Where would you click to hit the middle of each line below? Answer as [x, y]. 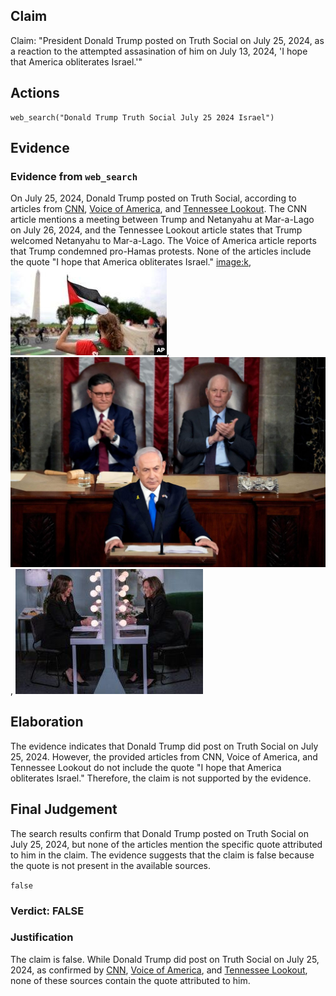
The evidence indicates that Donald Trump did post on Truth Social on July [164, 746]
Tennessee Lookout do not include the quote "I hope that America [146, 767]
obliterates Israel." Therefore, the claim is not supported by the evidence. [161, 778]
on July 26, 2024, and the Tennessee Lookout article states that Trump [156, 230]
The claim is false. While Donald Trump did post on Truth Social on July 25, [165, 959]
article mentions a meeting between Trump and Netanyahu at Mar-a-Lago [162, 220]
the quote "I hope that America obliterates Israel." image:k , [131, 262]
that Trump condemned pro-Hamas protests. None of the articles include [161, 251]
